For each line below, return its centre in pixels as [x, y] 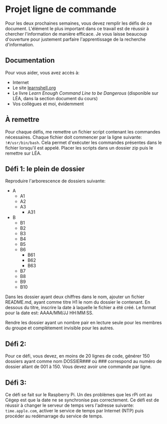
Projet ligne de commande [61, 9]
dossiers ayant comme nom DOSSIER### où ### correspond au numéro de [83, 362]
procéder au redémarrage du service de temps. [54, 416]
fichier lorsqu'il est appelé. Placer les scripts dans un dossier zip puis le [79, 148]
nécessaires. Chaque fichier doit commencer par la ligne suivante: [74, 137]
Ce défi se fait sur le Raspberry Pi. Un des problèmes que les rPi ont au [79, 395]
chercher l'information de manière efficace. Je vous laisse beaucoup [76, 34]
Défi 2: [16, 344]
